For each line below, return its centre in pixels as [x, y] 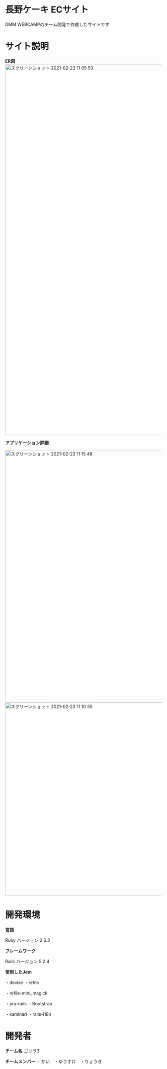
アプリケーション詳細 [27, 443]
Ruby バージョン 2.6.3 [28, 940]
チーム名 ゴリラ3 [22, 1051]
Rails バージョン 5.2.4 [27, 961]
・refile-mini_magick [26, 993]
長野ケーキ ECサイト [47, 10]
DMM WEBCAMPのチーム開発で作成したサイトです [57, 24]
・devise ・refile [22, 982]
